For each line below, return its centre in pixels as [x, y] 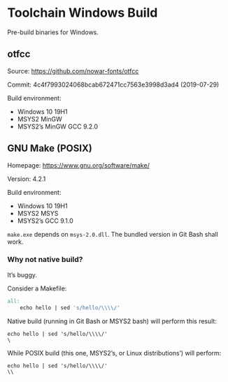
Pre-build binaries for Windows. [53, 32]
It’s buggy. [22, 274]
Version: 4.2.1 [27, 179]
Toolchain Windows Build [83, 13]
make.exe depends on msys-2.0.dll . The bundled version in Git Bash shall [113, 234]
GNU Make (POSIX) [50, 148]
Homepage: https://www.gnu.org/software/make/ [79, 165]
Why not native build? [45, 260]
